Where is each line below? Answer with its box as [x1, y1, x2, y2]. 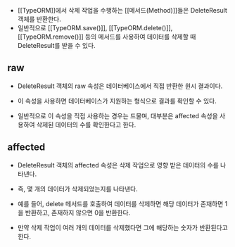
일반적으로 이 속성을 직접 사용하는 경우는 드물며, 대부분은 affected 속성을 [17, 111, 218, 120]
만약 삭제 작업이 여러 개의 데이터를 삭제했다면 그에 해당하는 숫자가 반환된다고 [17, 223, 229, 232]
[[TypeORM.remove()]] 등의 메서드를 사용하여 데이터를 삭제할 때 [17, 32, 196, 41]
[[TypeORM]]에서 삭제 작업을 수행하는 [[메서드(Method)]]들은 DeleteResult [17, 6, 227, 14]
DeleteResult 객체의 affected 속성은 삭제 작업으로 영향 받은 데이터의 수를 [17, 160, 220, 169]
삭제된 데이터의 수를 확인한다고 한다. [36, 120, 136, 129]
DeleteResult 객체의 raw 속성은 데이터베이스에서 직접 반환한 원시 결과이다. [17, 82, 223, 90]
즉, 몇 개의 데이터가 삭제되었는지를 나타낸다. [17, 184, 139, 193]
